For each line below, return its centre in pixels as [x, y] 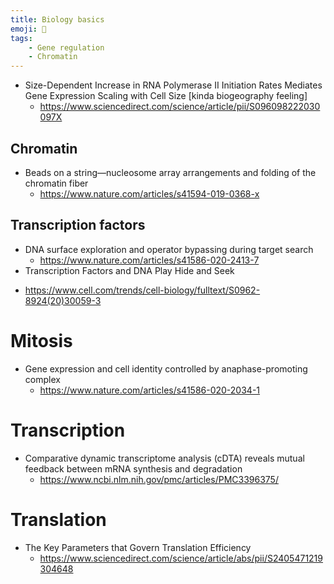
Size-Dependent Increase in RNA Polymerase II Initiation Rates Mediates [173, 85]
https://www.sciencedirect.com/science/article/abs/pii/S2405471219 [181, 558]
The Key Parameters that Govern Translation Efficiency [138, 547]
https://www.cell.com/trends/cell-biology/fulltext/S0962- [142, 290]
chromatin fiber [56, 183]
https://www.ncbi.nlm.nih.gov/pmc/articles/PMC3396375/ [159, 479]
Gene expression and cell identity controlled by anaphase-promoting [166, 368]
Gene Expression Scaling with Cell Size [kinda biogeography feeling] [166, 96]
